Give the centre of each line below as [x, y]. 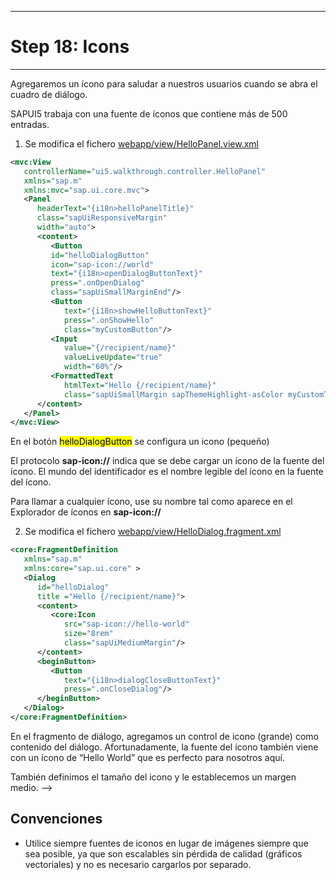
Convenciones [56, 819]
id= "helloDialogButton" [100, 255]
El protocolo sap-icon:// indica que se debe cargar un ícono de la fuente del [167, 461]
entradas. [30, 124]
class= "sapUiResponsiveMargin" [102, 218]
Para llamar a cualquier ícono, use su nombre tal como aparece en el [151, 502]
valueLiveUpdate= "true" [113, 357]
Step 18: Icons [70, 47]
